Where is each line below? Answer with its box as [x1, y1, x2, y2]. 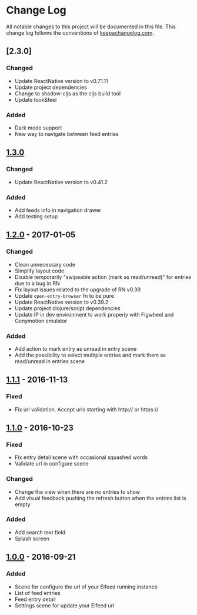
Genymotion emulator [14, 317, 68, 324]
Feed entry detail [14, 596, 56, 603]
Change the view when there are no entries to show [14, 488, 140, 495]
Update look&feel [14, 96, 57, 103]
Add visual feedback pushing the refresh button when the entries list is [14, 494, 186, 501]
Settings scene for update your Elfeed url [14, 601, 115, 609]
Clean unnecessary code [14, 261, 75, 268]
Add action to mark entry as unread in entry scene [14, 345, 137, 352]
